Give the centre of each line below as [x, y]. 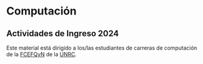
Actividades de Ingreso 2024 [62, 34]
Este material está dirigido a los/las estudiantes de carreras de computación [102, 48]
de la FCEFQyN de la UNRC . [42, 54]
